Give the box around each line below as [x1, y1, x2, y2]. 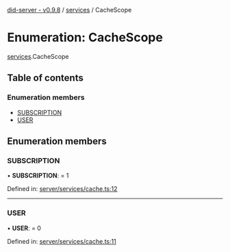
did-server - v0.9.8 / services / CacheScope [7, 6, 132, 14]
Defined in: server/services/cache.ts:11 [7, 237, 116, 245]
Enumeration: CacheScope [7, 30, 163, 45]
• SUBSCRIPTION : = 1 [7, 171, 69, 180]
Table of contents [7, 72, 84, 84]
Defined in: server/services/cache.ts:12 [7, 185, 118, 193]
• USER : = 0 [7, 224, 41, 232]
